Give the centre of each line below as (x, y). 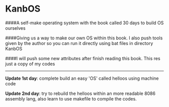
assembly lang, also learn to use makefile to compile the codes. (71, 98)
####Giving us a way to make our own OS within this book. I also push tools (84, 38)
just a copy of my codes (30, 64)
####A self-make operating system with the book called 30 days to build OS (84, 23)
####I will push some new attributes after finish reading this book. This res (83, 58)
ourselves (16, 28)
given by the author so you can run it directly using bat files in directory (79, 43)
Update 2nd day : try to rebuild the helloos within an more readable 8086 (80, 93)
